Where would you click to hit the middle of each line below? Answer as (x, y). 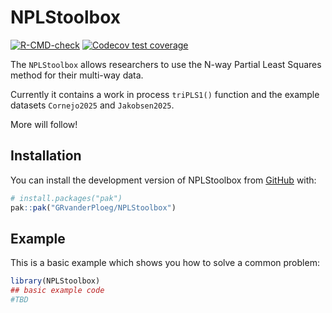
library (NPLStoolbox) (55, 281)
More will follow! (44, 124)
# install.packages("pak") (66, 198)
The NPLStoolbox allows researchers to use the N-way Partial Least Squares (166, 64)
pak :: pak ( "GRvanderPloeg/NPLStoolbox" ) (93, 207)
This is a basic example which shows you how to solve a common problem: (165, 263)
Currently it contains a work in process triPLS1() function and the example (165, 94)
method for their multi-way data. (77, 75)
